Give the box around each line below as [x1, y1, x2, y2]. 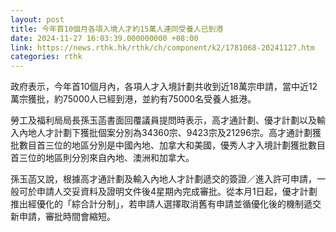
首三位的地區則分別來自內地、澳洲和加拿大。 [10, 152, 195, 164]
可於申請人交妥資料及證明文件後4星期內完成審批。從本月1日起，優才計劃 [18, 186, 318, 198]
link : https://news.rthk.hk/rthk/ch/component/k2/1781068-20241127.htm [10, 42, 315, 53]
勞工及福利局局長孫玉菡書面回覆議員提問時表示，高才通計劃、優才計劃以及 [10, 114, 317, 126]
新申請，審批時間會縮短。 [10, 211, 116, 223]
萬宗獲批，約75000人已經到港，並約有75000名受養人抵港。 [10, 93, 257, 105]
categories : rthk [10, 52, 83, 62]
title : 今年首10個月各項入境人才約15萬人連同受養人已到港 [10, 24, 224, 34]
